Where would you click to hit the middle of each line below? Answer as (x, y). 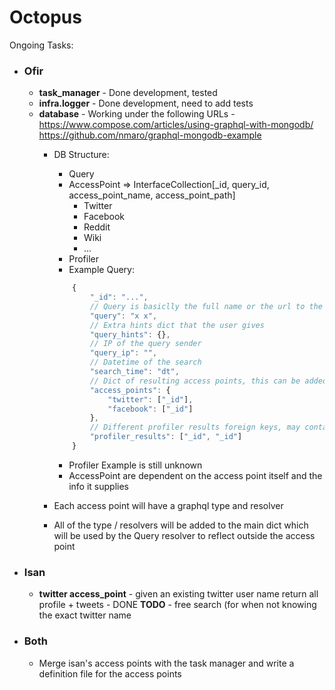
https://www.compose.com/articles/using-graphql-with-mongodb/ (176, 125)
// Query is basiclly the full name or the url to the (206, 306)
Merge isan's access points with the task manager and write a (166, 663)
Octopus (45, 17)
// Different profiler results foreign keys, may (195, 427)
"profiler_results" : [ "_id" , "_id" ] (166, 437)
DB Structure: (81, 155)
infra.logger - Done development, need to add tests (146, 103)
